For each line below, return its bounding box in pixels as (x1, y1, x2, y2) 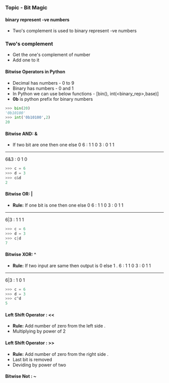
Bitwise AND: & (5, 131, 38, 137)
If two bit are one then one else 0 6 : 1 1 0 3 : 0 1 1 (12, 142, 115, 148)
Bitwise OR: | (5, 191, 33, 197)
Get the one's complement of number (12, 52, 91, 58)
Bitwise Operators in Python (5, 69, 65, 75)
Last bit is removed (12, 356, 52, 362)
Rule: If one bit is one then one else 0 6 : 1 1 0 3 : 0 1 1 (12, 202, 124, 208)
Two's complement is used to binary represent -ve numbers (12, 28, 137, 34)
